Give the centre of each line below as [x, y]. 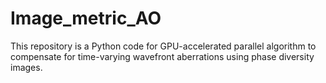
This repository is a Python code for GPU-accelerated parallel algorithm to [163, 46]
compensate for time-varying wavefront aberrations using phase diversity [162, 56]
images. [26, 67]
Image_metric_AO [86, 18]
